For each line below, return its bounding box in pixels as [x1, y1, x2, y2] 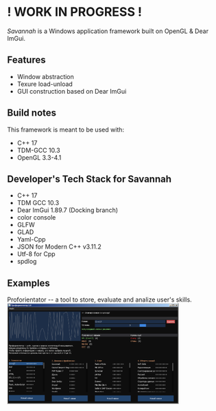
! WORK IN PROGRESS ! [7, 4, 143, 20]
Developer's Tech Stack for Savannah [7, 173, 171, 185]
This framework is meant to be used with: [7, 125, 125, 134]
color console [16, 213, 56, 222]
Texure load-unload [16, 80, 73, 88]
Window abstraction [16, 72, 74, 81]
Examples [7, 277, 50, 289]
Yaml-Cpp [16, 235, 46, 244]
